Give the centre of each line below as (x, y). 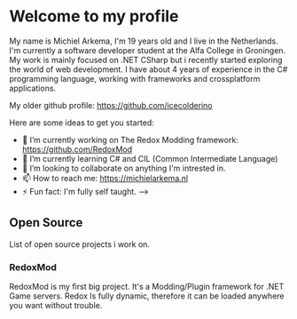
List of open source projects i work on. (80, 244)
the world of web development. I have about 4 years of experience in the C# (148, 69)
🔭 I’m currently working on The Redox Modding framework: (130, 140)
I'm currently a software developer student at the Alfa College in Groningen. (148, 50)
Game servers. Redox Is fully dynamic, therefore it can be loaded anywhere (147, 296)
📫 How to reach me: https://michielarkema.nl (105, 178)
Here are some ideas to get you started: (82, 123)
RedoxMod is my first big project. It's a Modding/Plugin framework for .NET (147, 287)
